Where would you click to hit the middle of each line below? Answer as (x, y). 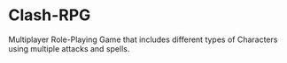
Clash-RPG (50, 15)
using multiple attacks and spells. (69, 48)
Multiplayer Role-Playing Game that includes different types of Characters (143, 39)
